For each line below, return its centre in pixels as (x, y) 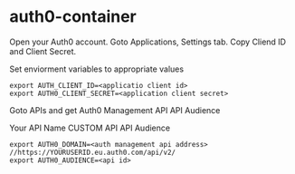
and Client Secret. (43, 51)
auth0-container (73, 17)
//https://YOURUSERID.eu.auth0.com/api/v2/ (93, 152)
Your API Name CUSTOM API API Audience (90, 128)
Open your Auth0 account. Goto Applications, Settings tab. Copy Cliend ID (148, 42)
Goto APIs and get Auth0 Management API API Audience (115, 110)
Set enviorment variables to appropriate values (96, 69)
